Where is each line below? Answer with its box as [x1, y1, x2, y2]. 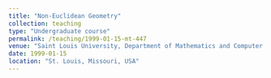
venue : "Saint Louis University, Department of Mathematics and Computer [8, 42, 264, 50]
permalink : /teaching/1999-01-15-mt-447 [8, 34, 148, 43]
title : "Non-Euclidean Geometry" [8, 11, 122, 20]
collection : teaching [8, 19, 82, 28]
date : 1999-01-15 [8, 50, 67, 58]
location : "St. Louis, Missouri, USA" [8, 58, 140, 66]
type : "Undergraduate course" [8, 27, 111, 35]
